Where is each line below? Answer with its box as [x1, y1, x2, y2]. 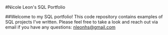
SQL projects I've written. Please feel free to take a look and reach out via [5, 19, 158, 25]
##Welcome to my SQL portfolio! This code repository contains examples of [5, 14, 163, 19]
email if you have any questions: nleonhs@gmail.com [5, 24, 116, 30]
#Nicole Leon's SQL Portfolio [5, 4, 66, 10]
